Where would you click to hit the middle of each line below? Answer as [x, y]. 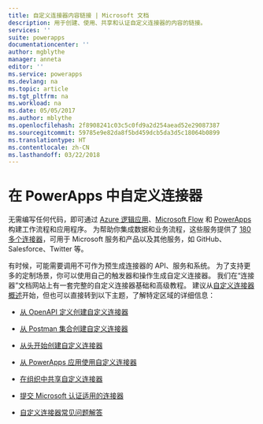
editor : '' [26, 67]
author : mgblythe [37, 52]
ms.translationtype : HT [47, 140]
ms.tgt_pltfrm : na [38, 96]
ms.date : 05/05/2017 [42, 111]
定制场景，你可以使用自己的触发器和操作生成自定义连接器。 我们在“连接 [138, 276]
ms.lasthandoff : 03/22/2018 [54, 154]
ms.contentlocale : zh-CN [49, 147]
